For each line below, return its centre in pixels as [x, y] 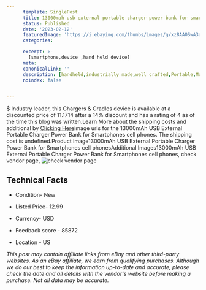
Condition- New [35, 194]
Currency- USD [35, 218]
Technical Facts [37, 180]
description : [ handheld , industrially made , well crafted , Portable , [109, 74]
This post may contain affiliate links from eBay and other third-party [93, 254]
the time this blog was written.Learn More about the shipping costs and [97, 122]
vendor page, [23, 161]
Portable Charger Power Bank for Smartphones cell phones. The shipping [99, 135]
